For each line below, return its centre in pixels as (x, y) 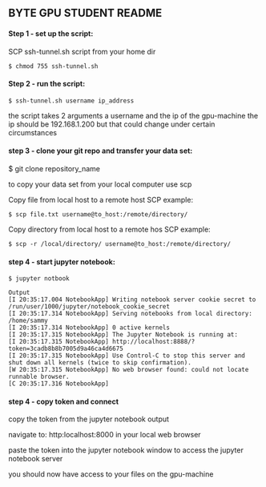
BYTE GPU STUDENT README (85, 13)
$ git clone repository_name (54, 169)
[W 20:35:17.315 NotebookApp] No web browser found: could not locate (129, 370)
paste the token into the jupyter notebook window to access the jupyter (126, 450)
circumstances (33, 132)
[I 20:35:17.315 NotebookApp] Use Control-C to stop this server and (127, 356)
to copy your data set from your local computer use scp (100, 184)
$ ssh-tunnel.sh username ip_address (71, 101)
